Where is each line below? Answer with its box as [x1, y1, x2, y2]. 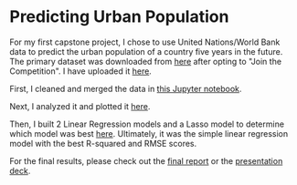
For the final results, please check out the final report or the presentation [9, 155, 283, 166]
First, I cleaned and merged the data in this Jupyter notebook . [9, 83, 242, 94]
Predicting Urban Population [9, 6, 229, 27]
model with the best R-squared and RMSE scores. [9, 138, 197, 149]
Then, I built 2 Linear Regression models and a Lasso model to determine [9, 118, 285, 129]
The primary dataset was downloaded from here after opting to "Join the [9, 56, 281, 67]
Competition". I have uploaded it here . [9, 66, 153, 77]
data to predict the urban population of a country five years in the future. [9, 46, 283, 57]
